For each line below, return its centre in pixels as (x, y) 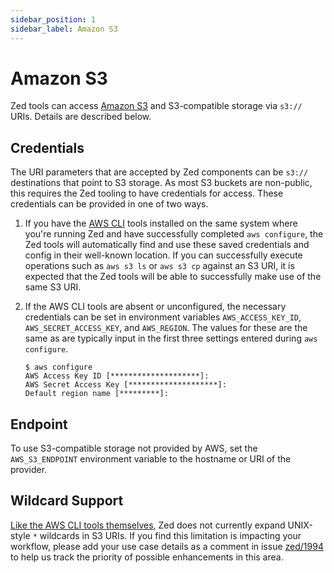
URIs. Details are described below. (81, 117)
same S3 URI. (53, 287)
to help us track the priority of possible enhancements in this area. (147, 557)
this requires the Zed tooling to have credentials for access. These (147, 193)
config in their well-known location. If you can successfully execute (163, 255)
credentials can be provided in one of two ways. (109, 204)
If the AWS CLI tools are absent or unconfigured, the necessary (155, 307)
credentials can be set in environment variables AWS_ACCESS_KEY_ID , (163, 317)
